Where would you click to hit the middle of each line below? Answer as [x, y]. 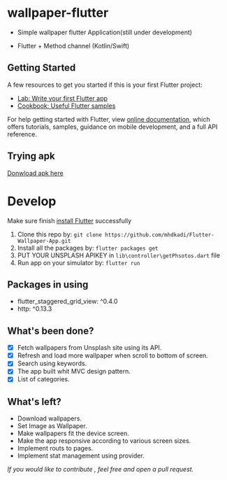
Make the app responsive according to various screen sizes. [104, 441]
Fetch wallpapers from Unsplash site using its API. [89, 348]
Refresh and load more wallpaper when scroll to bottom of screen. [112, 355]
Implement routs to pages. [55, 449]
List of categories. [43, 379]
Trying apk [31, 156]
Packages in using [48, 284]
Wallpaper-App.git [44, 241]
